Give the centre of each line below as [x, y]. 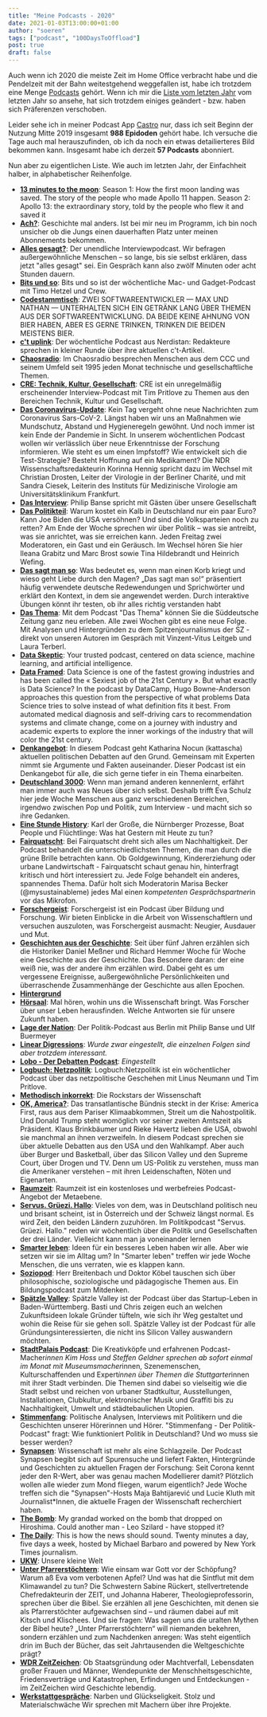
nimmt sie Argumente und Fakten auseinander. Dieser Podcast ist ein [133, 765]
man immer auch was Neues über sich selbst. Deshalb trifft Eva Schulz [135, 790]
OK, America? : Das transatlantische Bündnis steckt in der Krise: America [139, 1104]
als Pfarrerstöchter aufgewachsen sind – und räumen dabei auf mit [129, 1611]
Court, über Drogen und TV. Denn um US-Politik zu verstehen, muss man [139, 1163]
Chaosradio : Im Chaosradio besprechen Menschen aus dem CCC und [135, 359]
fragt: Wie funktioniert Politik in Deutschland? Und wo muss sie [155, 1434]
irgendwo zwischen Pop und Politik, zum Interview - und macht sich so [136, 807]
